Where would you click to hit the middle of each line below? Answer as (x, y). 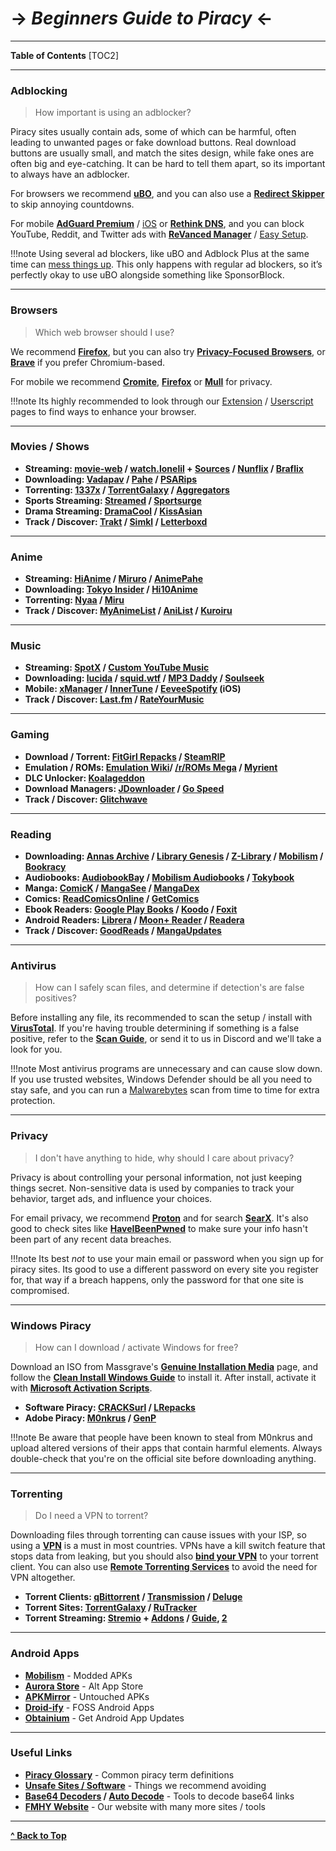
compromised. (40, 1290)
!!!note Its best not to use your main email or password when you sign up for (167, 1258)
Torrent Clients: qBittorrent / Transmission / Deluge (133, 1597)
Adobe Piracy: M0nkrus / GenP (90, 1418)
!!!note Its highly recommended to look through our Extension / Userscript (162, 401)
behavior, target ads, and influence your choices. (111, 1198)
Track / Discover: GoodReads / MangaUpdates (123, 931)
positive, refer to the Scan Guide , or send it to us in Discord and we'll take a (166, 1039)
